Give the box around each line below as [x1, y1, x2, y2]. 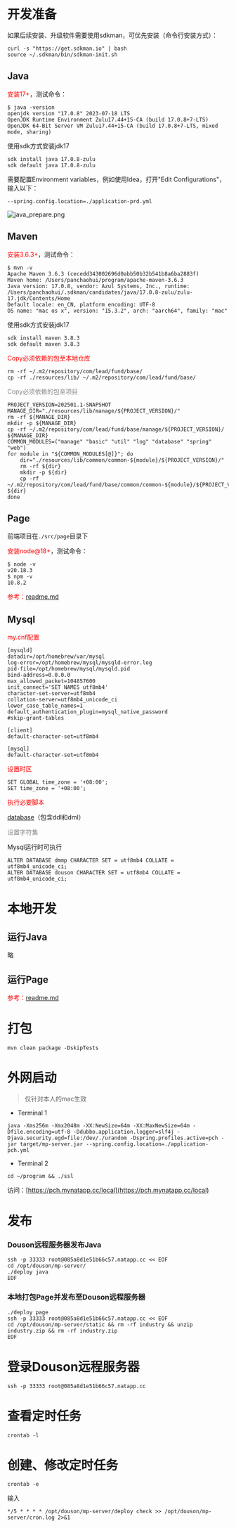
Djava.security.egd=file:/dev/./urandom [7, 1134, 128, 1141]
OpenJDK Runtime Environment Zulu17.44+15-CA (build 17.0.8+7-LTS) [7, 116, 209, 123]
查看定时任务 [7, 1408, 82, 1424]
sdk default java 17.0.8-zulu [7, 162, 96, 169]
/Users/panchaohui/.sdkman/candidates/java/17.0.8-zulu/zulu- [7, 289, 193, 296]
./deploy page [7, 1309, 49, 1316]
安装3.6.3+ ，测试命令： [7, 250, 75, 259]
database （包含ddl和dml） [7, 813, 85, 822]
